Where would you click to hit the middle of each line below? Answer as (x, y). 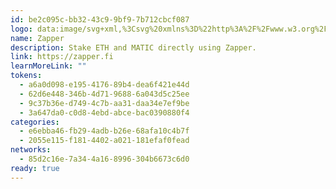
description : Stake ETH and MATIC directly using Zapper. (133, 47)
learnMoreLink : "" (48, 66)
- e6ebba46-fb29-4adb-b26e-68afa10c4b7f (104, 131)
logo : (21, 29)
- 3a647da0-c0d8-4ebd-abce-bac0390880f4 (104, 112)
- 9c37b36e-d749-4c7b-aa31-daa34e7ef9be (104, 103)
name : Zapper (37, 38)
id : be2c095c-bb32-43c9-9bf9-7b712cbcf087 (100, 19)
